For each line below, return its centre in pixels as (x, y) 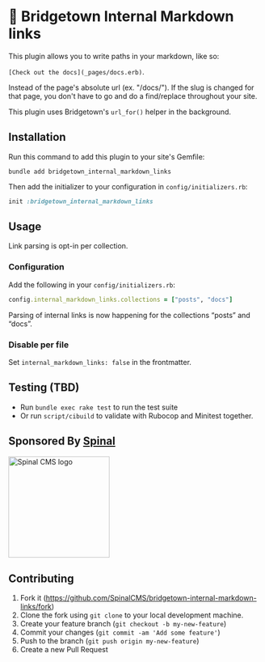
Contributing (41, 578)
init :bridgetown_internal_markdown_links (81, 202)
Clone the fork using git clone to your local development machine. (132, 615)
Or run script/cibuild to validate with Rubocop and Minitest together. (137, 415)
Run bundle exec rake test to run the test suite (99, 407)
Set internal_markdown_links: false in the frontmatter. (100, 362)
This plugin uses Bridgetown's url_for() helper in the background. (120, 112)
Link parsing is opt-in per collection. (68, 246)
